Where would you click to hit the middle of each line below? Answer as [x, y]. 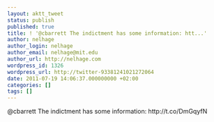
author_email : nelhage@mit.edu [53, 53]
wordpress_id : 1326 [36, 66]
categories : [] [29, 85]
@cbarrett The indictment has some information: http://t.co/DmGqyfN [107, 112]
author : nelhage [31, 40]
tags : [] [20, 91]
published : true [31, 26]
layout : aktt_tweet [36, 14]
